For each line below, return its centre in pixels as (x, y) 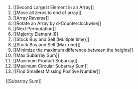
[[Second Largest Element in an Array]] (53, 7)
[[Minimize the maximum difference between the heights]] (73, 50)
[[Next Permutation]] (34, 29)
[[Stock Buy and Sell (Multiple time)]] (51, 39)
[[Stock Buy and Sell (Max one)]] (47, 44)
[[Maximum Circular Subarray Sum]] (50, 66)
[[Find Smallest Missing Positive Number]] (56, 71)
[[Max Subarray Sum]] (36, 55)
